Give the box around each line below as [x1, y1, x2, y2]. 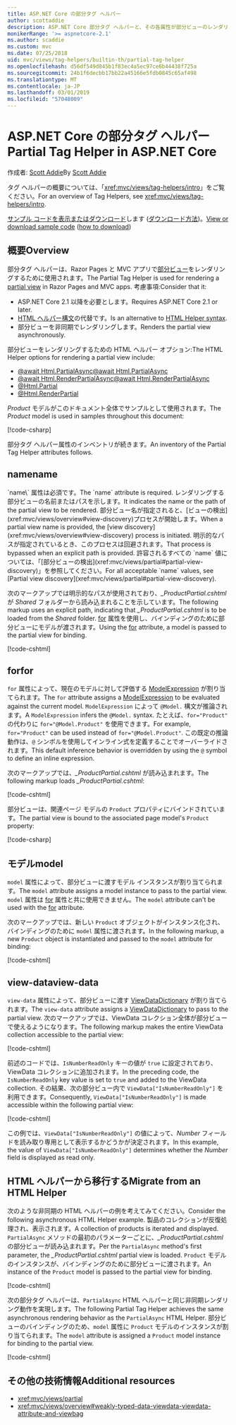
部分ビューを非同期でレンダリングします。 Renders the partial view [17, 322, 211, 331]
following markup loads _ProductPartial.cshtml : [7, 776, 145, 785]
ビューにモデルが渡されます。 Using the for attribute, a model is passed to [13, 622, 227, 631]
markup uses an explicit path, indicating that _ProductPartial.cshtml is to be [7, 605, 227, 614]
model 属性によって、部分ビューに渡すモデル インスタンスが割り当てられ [7, 877, 217, 887]
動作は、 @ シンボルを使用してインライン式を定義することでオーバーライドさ [7, 738, 228, 746]
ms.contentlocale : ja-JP [7, 83, 80, 90]
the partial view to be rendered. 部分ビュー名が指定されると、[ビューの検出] [7, 506, 228, 514]
